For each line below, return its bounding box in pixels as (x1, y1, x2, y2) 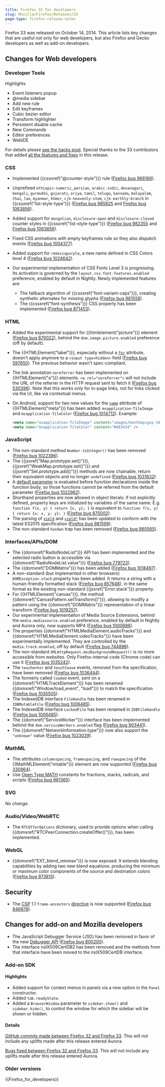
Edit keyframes (12, 106, 43, 112)
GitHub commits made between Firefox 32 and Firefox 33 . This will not (5, 1033, 148, 1039)
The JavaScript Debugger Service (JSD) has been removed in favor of (12, 933, 155, 939)
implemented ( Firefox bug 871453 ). (19, 306, 91, 312)
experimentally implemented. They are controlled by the (12, 638, 126, 644)
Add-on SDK (5, 961, 36, 968)
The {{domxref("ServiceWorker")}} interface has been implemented (12, 717, 150, 723)
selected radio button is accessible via (12, 555, 91, 560)
